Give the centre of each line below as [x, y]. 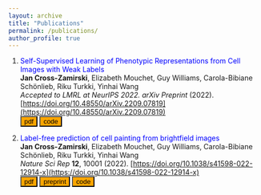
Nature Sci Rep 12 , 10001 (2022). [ [76, 164]
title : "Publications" [46, 23]
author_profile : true [44, 38]
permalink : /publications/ [53, 30]
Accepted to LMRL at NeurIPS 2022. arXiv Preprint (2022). [117, 95]
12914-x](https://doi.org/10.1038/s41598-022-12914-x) [110, 173]
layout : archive [35, 16]
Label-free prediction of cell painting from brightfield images [120, 138]
